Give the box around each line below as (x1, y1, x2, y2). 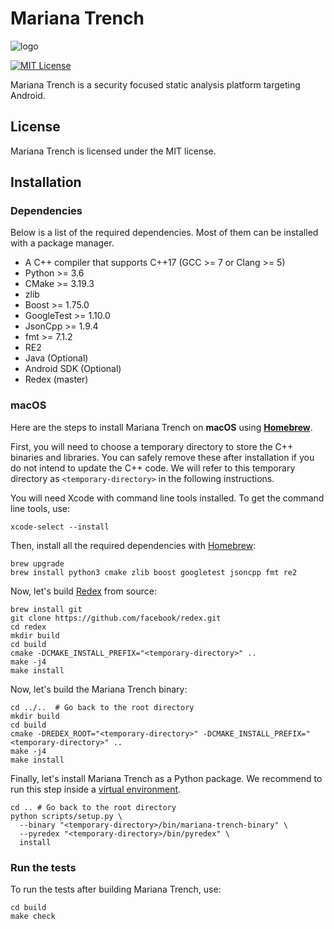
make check (10, 912, 56, 922)
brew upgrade (10, 558, 65, 569)
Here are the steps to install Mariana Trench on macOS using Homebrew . (10, 421, 313, 433)
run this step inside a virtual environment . (10, 783, 182, 795)
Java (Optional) (24, 352, 89, 364)
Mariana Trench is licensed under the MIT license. (10, 145, 217, 157)
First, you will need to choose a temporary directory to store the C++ (10, 440, 294, 452)
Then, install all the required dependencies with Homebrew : (10, 539, 257, 551)
